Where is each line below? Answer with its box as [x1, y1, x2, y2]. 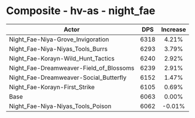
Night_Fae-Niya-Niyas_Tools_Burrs [9, 45, 107, 53]
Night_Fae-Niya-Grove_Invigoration [9, 35, 109, 43]
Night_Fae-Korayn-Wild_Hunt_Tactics [9, 54, 115, 62]
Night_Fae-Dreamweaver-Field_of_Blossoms [9, 63, 135, 72]
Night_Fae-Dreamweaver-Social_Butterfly [9, 73, 127, 82]
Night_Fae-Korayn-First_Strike [9, 83, 95, 91]
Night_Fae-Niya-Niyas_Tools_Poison [9, 102, 112, 110]
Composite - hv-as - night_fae [6, 4, 156, 18]
